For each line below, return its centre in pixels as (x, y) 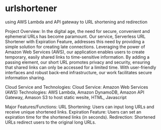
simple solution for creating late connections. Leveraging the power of (75, 47)
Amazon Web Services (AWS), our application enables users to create (75, 52)
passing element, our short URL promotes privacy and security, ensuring (78, 62)
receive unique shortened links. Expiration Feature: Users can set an (73, 112)
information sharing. (25, 78)
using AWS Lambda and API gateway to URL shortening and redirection (76, 22)
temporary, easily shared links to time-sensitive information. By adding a (77, 57)
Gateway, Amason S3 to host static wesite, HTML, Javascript (66, 97)
